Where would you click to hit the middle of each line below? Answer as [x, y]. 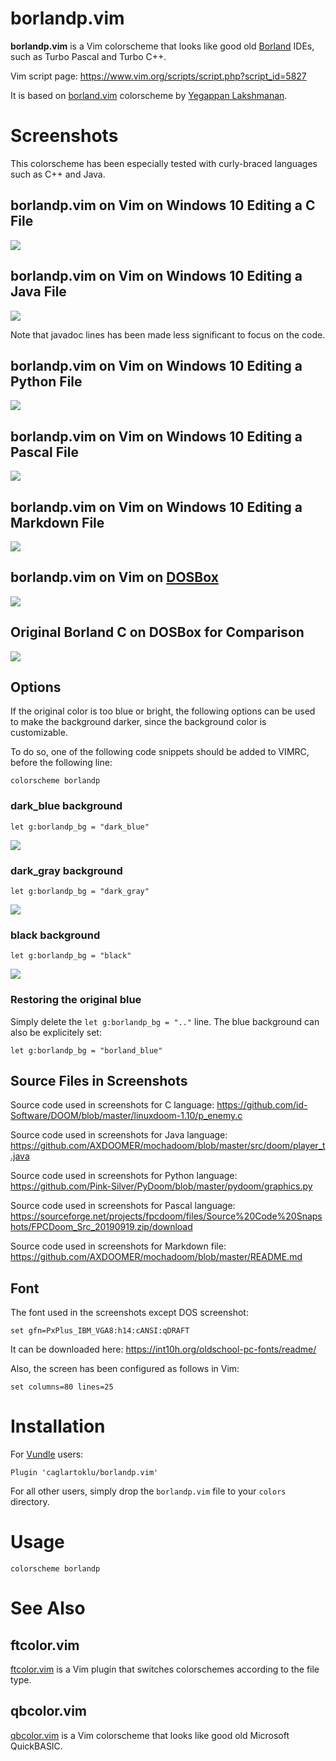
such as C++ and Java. [58, 174]
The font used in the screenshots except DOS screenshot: [129, 1313]
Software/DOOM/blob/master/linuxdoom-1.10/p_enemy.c [126, 1116]
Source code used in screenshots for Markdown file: [118, 1246]
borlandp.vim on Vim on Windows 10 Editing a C [163, 205]
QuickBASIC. [36, 1746]
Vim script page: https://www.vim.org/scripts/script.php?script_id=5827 [158, 76]
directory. [30, 1502]
